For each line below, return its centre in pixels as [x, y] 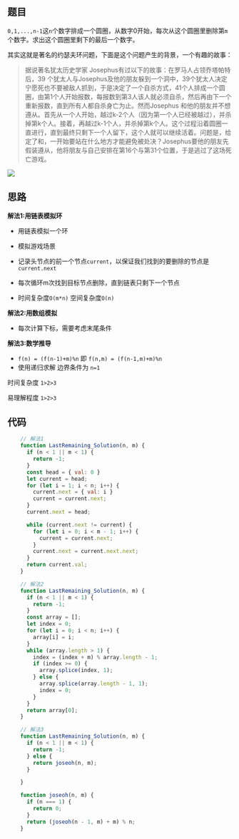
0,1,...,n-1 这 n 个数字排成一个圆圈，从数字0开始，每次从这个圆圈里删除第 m [118, 31]
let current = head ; [57, 479]
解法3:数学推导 [29, 343]
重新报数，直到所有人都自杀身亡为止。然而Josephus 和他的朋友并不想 [128, 106]
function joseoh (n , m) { [57, 795]
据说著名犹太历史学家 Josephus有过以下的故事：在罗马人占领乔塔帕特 [128, 70]
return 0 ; [47, 809]
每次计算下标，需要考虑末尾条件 [65, 328]
